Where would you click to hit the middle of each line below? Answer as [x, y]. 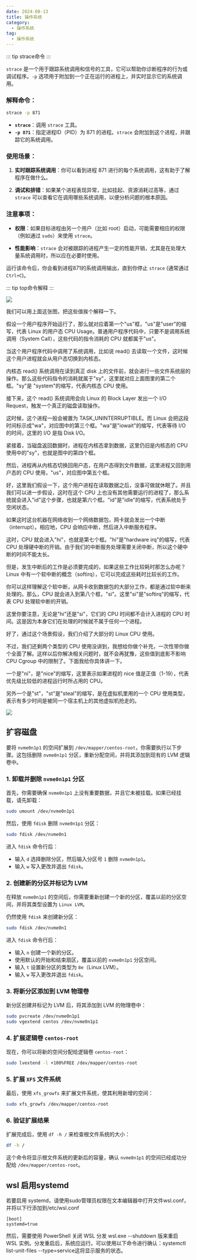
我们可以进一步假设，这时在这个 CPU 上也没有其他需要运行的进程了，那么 [95, 492]
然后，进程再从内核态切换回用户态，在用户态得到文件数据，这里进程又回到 [96, 465]
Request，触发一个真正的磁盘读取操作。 [55, 405]
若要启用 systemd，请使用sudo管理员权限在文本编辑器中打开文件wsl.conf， [98, 1201]
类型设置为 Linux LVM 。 [60, 904]
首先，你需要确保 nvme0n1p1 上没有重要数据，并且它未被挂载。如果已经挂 [94, 793]
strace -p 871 [23, 113]
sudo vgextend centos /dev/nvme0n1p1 [52, 1022]
